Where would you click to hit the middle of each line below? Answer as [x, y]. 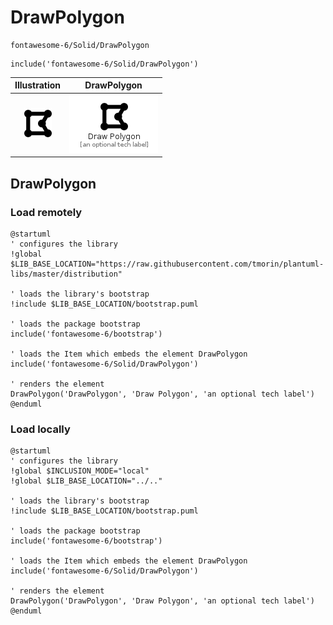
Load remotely [46, 212]
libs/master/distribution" [66, 274]
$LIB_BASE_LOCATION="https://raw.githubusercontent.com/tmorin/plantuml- [167, 264]
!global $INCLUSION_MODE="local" [80, 471]
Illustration [38, 85]
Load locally [40, 429]
